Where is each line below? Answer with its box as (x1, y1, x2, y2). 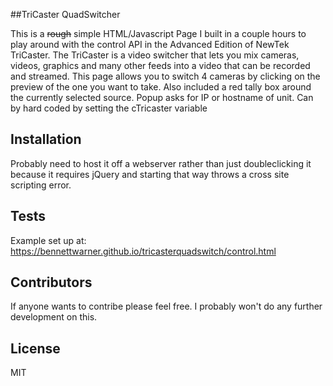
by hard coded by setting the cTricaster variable (10, 102, 208, 114)
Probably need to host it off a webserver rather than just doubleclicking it (10, 157, 312, 169)
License (10, 340, 61, 357)
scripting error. (10, 179, 72, 191)
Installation (10, 131, 82, 148)
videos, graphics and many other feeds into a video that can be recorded (10, 60, 311, 71)
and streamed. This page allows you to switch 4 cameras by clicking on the (10, 70, 321, 82)
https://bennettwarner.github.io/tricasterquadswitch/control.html (10, 245, 277, 257)
